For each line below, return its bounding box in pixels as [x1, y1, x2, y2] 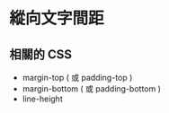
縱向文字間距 [9, 8, 105, 29]
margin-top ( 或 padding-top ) [22, 73, 133, 83]
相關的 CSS [9, 47, 73, 62]
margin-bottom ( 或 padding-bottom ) [22, 83, 162, 94]
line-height [22, 93, 63, 104]
